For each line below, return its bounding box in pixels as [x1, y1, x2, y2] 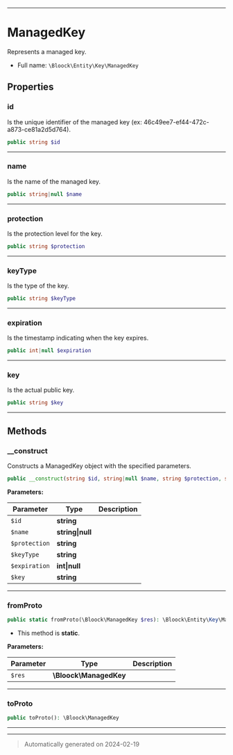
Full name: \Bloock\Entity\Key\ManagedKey [17, 60, 139, 69]
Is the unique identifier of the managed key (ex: [7, 117, 142, 126]
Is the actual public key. [7, 386, 75, 395]
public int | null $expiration [7, 347, 92, 354]
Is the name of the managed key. [7, 177, 101, 185]
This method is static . [17, 629, 80, 638]
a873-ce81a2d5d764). [7, 125, 71, 133]
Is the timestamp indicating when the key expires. [7, 334, 149, 342]
